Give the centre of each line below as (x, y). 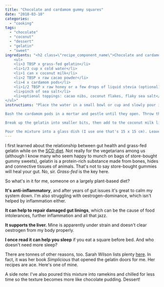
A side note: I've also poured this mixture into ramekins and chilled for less (80, 274)
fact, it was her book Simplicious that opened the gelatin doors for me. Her (80, 259)
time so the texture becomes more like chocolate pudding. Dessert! (73, 279)
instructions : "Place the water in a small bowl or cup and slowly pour (81, 105)
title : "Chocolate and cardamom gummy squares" (54, 10)
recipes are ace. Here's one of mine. (42, 265)
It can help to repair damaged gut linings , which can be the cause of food (80, 210)
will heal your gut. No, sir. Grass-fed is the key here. (57, 171)
